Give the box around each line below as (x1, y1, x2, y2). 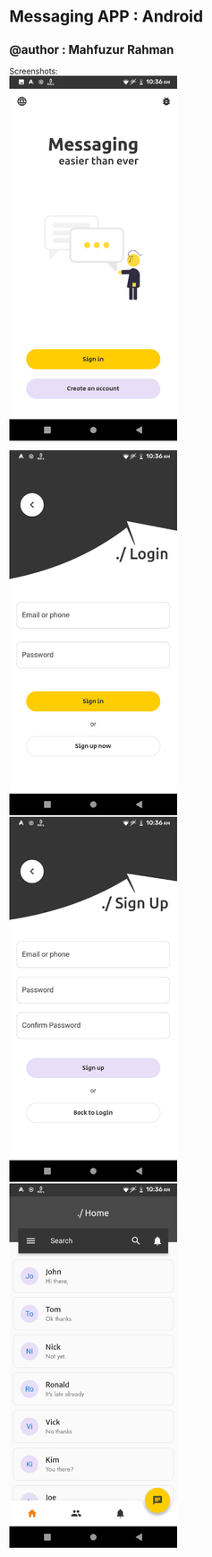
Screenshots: (9, 65, 58, 76)
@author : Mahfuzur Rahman (9, 42, 174, 57)
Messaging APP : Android (9, 6, 204, 27)
